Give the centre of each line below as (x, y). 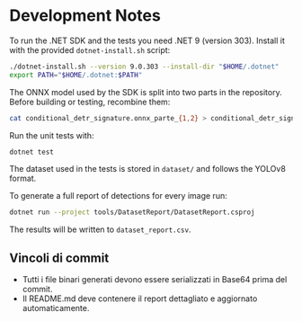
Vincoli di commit (59, 258)
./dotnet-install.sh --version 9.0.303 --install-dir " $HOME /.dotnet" (144, 67)
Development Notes (85, 16)
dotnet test (31, 152)
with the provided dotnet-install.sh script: (90, 49)
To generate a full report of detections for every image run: (118, 196)
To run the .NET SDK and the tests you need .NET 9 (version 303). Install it (147, 40)
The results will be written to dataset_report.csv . (100, 229)
